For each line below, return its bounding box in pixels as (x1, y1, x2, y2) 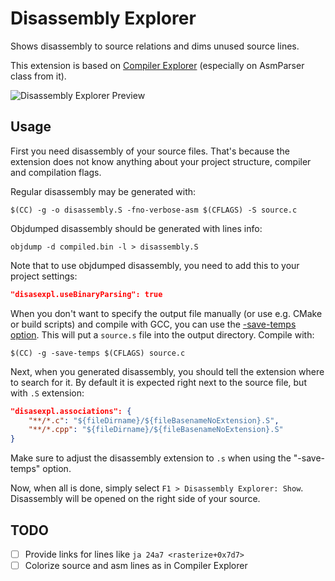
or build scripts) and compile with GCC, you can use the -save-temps (10, 318, 297, 330)
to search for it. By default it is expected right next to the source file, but (10, 376, 307, 388)
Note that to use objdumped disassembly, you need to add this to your (10, 259, 300, 271)
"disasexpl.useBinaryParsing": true (10, 289, 163, 299)
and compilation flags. (10, 166, 102, 178)
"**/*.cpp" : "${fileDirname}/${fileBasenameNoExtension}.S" (28, 425, 284, 435)
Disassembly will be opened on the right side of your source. (10, 493, 261, 505)
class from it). (10, 70, 67, 82)
